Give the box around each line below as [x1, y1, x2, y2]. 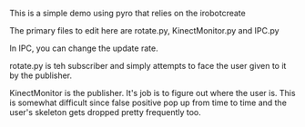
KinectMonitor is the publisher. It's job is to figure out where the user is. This [9, 88, 296, 98]
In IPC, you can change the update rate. [9, 43, 158, 54]
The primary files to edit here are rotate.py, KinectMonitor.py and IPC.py [9, 25, 280, 35]
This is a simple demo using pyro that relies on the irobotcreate [9, 8, 246, 18]
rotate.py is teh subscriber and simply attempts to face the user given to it [9, 61, 287, 71]
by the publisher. [9, 70, 73, 81]
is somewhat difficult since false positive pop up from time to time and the [9, 97, 287, 108]
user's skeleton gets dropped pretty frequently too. [9, 107, 202, 117]
